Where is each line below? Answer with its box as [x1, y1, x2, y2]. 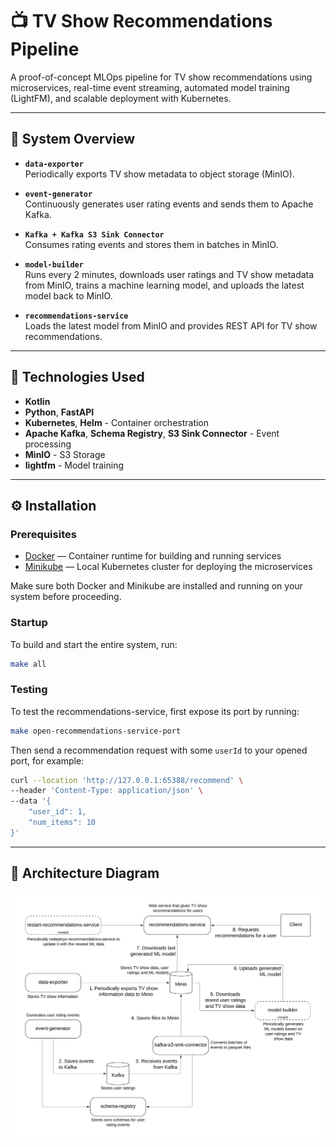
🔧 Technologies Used [10, 369, 145, 386]
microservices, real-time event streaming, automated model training [10, 81, 290, 93]
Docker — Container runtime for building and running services [24, 550, 282, 562]
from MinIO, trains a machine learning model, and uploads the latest [24, 279, 305, 291]
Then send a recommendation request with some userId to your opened [10, 744, 308, 756]
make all [10, 659, 47, 669]
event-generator [24, 189, 93, 199]
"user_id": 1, [28, 807, 87, 817]
